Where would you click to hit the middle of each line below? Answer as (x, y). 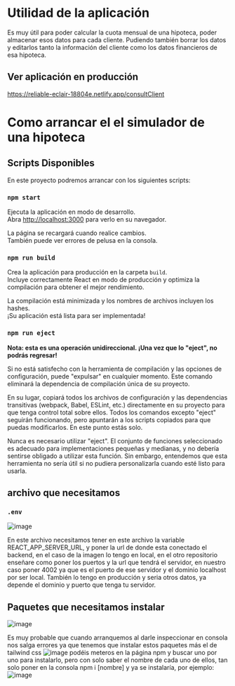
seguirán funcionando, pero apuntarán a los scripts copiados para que (109, 419)
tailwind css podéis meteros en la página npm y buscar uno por (112, 653)
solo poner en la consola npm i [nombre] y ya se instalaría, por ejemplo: (111, 668)
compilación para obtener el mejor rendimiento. (76, 287)
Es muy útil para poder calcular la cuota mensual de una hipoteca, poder (112, 32)
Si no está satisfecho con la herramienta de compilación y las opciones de (115, 369)
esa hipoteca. (27, 55)
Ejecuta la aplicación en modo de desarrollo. (71, 212)
